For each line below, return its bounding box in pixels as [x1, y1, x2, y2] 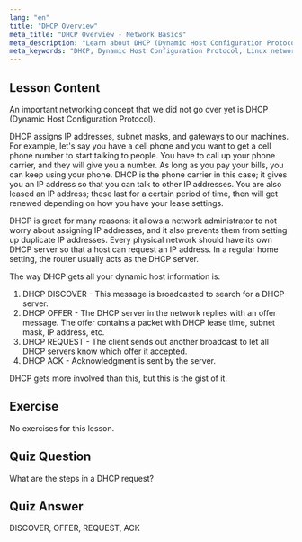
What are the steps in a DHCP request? [9, 473, 155, 483]
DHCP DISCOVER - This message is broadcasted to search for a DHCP [22, 288, 285, 299]
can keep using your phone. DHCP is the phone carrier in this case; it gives [9, 168, 288, 180]
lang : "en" [9, 13, 50, 23]
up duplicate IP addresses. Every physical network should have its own [9, 234, 272, 245]
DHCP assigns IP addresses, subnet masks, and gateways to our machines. [9, 131, 289, 141]
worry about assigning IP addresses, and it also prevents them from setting [9, 224, 288, 235]
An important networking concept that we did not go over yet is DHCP [9, 104, 269, 114]
